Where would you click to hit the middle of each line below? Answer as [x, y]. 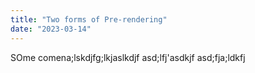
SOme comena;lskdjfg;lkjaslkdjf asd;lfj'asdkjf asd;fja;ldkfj [128, 57]
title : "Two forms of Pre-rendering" [89, 19]
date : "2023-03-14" [51, 29]
